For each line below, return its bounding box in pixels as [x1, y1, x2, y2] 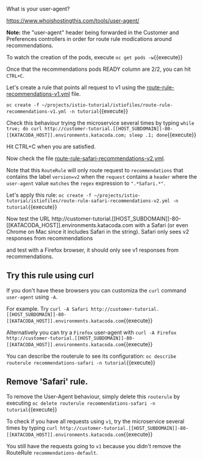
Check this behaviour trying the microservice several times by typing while [6, 119, 194, 126]
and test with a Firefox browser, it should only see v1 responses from [6, 247, 179, 253]
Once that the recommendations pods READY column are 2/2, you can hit [6, 65, 191, 73]
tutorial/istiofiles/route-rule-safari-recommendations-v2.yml [6, 198, 171, 204]
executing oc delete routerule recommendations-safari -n [6, 399, 155, 407]
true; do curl [6, 126, 43, 132]
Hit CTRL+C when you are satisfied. [6, 143, 96, 150]
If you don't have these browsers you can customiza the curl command [6, 286, 187, 294]
